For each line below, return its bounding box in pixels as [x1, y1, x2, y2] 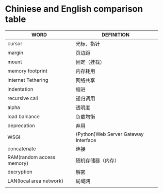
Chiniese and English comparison [5, 3, 143, 15]
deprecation [7, 122, 35, 129]
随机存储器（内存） [75, 157, 120, 164]
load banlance [7, 113, 40, 120]
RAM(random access [7, 154, 56, 160]
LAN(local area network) [7, 177, 64, 184]
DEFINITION [101, 31, 130, 38]
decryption [7, 168, 33, 175]
